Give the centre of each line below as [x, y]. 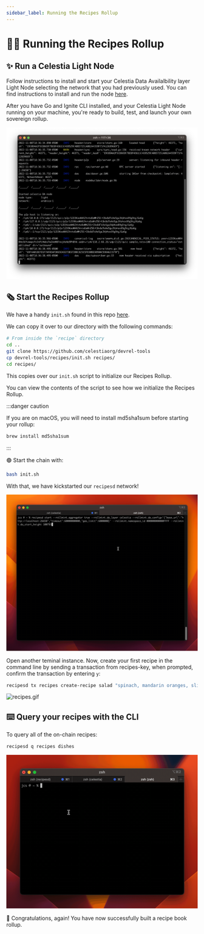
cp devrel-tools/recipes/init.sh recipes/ [61, 358]
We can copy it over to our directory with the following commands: [90, 327]
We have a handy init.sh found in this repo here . [68, 315]
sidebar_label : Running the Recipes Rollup [62, 13]
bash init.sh [23, 474]
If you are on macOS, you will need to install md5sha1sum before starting [97, 418]
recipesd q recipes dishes [40, 747]
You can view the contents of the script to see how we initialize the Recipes [101, 388]
